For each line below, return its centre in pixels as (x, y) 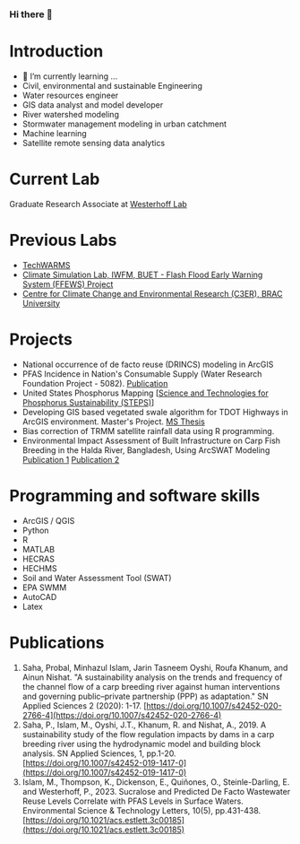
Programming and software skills (135, 496)
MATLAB (39, 549)
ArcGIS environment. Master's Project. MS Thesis (114, 422)
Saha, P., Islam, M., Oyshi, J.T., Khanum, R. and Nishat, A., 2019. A (144, 725)
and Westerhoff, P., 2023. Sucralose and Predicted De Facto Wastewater (156, 791)
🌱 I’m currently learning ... (70, 76)
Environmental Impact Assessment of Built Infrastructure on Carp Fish (151, 440)
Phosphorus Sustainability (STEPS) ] (88, 402)
